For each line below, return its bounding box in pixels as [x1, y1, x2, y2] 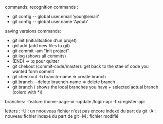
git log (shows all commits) [12, 53, 67, 59]
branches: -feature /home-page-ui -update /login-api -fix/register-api [5, 99, 145, 104]
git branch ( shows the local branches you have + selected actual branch [12, 84, 159, 89]
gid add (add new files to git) [12, 43, 70, 48]
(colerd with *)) [12, 89, 43, 95]
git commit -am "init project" [12, 48, 70, 53]
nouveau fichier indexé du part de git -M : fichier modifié [5, 113, 119, 119]
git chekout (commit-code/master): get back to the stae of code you [12, 63, 149, 69]
